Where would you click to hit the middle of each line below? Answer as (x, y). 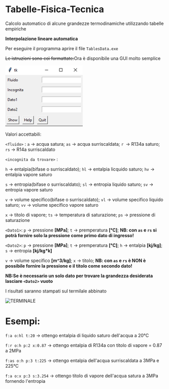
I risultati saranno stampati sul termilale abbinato (56, 291)
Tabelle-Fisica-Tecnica (55, 9)
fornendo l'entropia (25, 381)
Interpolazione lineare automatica (42, 39)
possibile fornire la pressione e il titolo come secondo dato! (69, 266)
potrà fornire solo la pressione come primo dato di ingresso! (70, 235)
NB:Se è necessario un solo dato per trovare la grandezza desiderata (79, 276)
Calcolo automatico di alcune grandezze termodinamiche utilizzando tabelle (84, 23)
